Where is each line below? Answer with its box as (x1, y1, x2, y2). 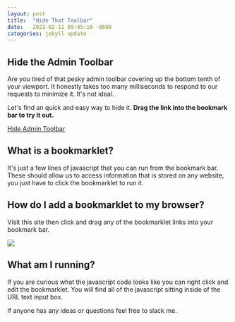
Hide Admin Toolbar (7, 125, 66, 133)
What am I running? (7, 259, 95, 271)
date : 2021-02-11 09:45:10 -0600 (7, 23, 112, 30)
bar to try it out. (7, 111, 54, 120)
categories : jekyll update (7, 30, 87, 37)
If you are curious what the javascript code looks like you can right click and (7, 278, 229, 286)
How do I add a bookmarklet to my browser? (7, 199, 205, 211)
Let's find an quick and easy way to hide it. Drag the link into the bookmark (7, 104, 228, 112)
